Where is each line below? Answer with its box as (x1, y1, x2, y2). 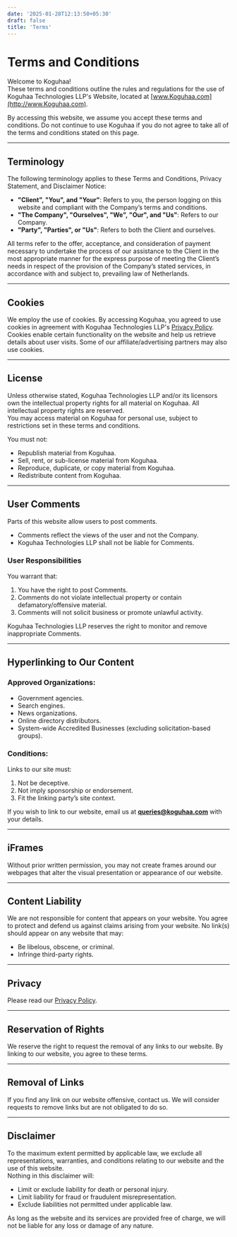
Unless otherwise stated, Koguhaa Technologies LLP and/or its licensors (7, 391, 218, 399)
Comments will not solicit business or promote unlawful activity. (17, 608, 203, 616)
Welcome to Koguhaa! (7, 77, 72, 86)
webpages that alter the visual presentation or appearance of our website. (7, 868, 223, 877)
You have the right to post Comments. (17, 585, 128, 594)
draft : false (7, 17, 46, 24)
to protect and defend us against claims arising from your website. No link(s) (7, 922, 230, 930)
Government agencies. (17, 693, 84, 702)
